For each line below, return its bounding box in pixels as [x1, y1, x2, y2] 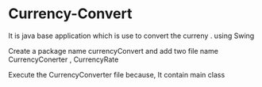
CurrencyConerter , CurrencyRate [8, 55, 119, 64]
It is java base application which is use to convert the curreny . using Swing [8, 31, 255, 40]
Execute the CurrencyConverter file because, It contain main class [8, 70, 225, 79]
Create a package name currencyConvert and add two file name [8, 46, 218, 55]
